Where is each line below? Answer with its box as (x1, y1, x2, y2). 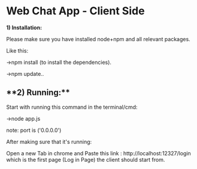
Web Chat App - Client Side (6, 4, 145, 18)
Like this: (6, 47, 29, 54)
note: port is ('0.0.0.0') (6, 127, 62, 134)
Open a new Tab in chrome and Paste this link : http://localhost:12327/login (6, 149, 192, 156)
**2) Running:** (6, 88, 70, 98)
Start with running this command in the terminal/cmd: (6, 103, 138, 110)
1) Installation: (6, 24, 43, 31)
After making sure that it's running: (6, 138, 92, 145)
